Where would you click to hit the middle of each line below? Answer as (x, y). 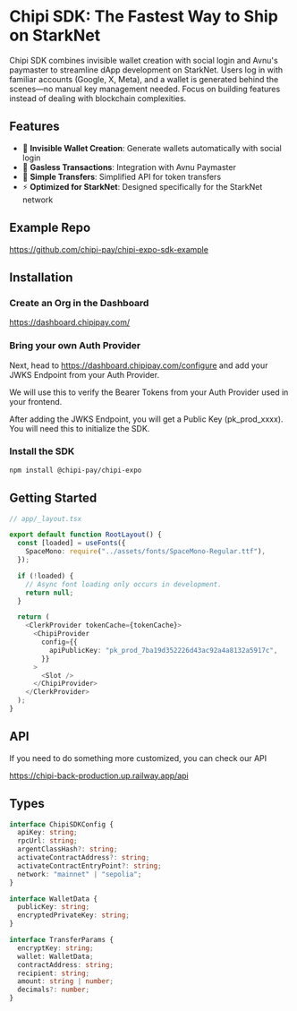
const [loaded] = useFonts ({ (72, 544)
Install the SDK (42, 451)
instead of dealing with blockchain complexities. (98, 98)
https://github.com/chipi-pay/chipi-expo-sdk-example (109, 249)
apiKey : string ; (47, 833)
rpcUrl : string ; (47, 841)
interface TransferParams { (62, 940)
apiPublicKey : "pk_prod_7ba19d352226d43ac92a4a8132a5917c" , (163, 650)
